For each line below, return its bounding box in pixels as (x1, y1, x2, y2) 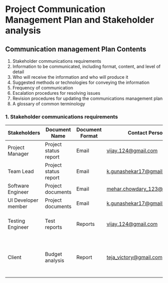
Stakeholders (7, 129, 40, 136)
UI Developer (7, 197, 38, 204)
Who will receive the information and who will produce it (12, 74, 128, 80)
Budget (44, 251, 62, 258)
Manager (7, 151, 29, 158)
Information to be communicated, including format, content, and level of (12, 64, 161, 69)
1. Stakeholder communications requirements (5, 113, 118, 120)
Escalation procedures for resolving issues (12, 90, 100, 96)
